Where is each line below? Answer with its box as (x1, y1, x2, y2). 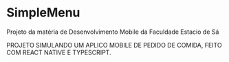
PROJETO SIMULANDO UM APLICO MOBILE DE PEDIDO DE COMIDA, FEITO (6, 41, 222, 49)
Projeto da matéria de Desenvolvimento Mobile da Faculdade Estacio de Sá (6, 28, 219, 36)
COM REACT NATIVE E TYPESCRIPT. (6, 48, 111, 56)
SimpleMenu (6, 5, 80, 21)
